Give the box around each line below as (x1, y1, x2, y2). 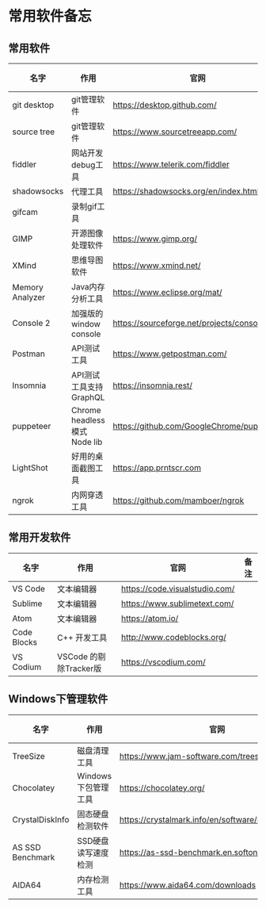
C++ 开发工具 (56, 632, 108, 643)
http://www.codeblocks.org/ (121, 631, 227, 642)
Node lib (70, 437, 103, 447)
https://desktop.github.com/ (112, 100, 217, 110)
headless (70, 415, 105, 425)
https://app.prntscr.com (112, 462, 202, 473)
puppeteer (12, 421, 51, 431)
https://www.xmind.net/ (112, 260, 201, 270)
